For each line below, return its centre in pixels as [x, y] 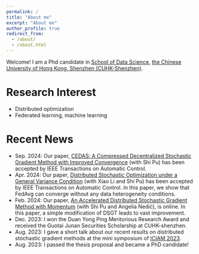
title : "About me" [29, 17]
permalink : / [22, 12]
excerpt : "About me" [32, 23]
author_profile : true [33, 28]
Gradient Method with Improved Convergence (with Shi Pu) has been [100, 162]
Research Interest [51, 92]
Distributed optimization [44, 109]
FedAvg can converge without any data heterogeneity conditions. [95, 194]
